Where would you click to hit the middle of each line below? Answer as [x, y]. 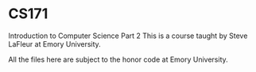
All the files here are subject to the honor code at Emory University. [118, 59]
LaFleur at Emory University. [54, 44]
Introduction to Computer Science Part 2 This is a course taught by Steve [128, 36]
